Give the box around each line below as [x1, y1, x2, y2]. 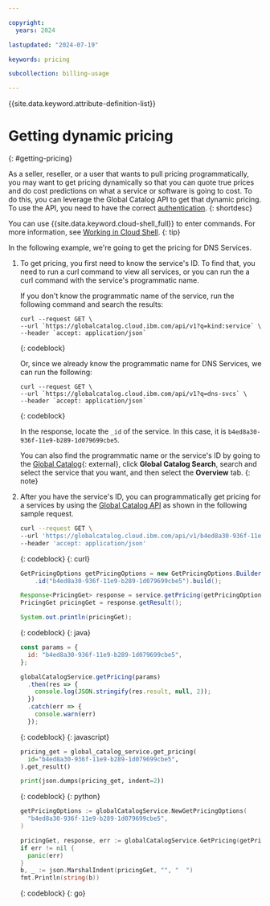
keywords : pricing [8, 55, 70, 63]
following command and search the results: [19, 300, 163, 309]
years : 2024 [15, 26, 56, 35]
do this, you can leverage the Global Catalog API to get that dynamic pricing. [8, 194, 262, 205]
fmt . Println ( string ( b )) [19, 874, 100, 882]
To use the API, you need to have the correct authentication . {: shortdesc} [8, 203, 253, 213]
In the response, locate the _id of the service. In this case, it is [19, 426, 227, 436]
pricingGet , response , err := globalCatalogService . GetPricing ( [19, 836, 240, 844]
